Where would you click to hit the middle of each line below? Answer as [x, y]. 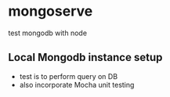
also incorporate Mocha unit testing [77, 84]
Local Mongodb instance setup [85, 57]
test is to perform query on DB [69, 76]
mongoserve [51, 11]
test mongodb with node [48, 33]
